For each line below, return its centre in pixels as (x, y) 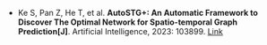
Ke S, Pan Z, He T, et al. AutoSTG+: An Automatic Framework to (138, 13)
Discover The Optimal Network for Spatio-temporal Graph (128, 22)
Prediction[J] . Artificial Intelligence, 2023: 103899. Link (121, 31)
